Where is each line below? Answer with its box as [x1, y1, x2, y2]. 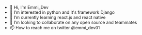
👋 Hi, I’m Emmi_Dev [9, 5, 49, 10]
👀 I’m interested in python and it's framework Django [9, 9, 115, 15]
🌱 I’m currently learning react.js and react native [9, 15, 106, 20]
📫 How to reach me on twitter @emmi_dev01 [9, 25, 100, 30]
